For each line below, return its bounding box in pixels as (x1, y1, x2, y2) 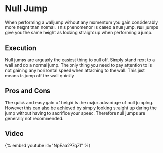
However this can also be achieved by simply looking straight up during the (5, 105, 157, 111)
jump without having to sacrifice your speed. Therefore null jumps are (5, 110, 146, 116)
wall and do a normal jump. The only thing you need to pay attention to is (5, 62, 152, 68)
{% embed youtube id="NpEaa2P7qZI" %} (5, 143, 91, 149)
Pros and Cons (5, 87, 50, 95)
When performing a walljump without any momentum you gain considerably (5, 19, 158, 25)
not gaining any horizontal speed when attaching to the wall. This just (5, 67, 145, 73)
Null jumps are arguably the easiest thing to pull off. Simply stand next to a (5, 57, 155, 63)
